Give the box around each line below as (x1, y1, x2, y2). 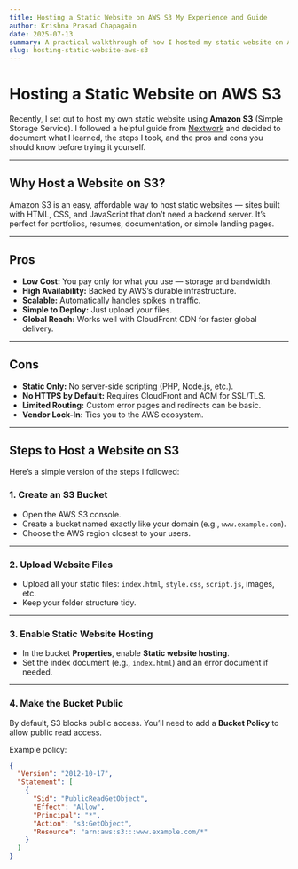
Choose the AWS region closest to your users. (21, 527, 191, 538)
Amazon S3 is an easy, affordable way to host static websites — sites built (9, 199, 281, 209)
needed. (21, 667, 53, 677)
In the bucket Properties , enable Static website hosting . (21, 648, 231, 659)
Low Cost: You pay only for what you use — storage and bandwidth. (21, 276, 273, 287)
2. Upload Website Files (9, 558, 114, 571)
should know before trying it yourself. (9, 142, 146, 153)
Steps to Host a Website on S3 (9, 443, 180, 458)
